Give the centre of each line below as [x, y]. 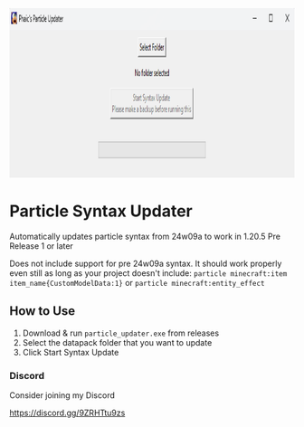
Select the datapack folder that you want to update [117, 342]
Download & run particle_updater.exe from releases [121, 333]
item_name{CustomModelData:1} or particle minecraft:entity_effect [137, 282]
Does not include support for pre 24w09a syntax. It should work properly [146, 263]
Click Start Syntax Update [71, 352]
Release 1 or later [42, 246]
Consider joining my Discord [62, 395]
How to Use [43, 311]
